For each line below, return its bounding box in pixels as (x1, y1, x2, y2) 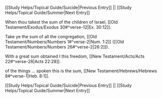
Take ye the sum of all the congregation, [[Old (5, 34, 97, 39)
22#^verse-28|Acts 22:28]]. (5, 59, 61, 64)
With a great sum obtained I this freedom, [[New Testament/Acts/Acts (5, 53, 145, 59)
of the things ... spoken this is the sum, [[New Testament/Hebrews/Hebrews (5, 68, 157, 74)
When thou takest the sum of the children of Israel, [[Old (5, 19, 118, 25)
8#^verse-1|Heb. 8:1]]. (5, 73, 50, 79)
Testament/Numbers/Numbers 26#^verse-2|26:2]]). (5, 44, 109, 49)
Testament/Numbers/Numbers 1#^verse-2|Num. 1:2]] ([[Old (5, 39, 124, 45)
